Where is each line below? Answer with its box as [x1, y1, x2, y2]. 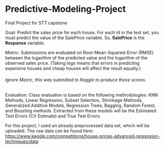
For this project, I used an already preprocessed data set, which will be [5, 123, 150, 129]
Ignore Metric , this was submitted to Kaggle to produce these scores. [5, 77, 147, 83]
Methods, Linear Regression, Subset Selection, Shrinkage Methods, [5, 98, 143, 103]
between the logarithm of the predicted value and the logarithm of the [5, 54, 148, 60]
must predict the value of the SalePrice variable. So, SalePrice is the [5, 35, 145, 41]
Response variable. [5, 40, 45, 46]
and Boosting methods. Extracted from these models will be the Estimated [5, 108, 157, 114]
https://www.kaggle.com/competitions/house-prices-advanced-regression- [5, 133, 160, 139]
